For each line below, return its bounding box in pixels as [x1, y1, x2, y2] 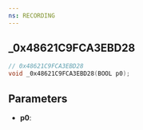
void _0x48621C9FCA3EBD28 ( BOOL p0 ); [8, 69, 130, 78]
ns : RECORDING [8, 11, 56, 20]
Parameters [8, 92, 68, 105]
